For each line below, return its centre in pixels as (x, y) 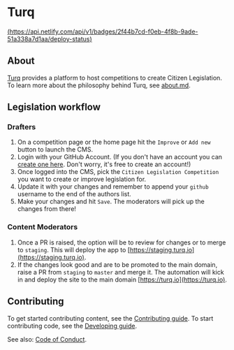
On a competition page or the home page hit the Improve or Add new (114, 142)
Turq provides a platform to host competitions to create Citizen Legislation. (115, 78)
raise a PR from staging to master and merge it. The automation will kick (121, 272)
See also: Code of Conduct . (47, 339)
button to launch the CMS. (55, 150)
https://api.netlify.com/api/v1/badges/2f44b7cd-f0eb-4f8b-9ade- (104, 31)
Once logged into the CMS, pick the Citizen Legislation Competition (118, 172)
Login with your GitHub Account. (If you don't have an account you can (119, 157)
